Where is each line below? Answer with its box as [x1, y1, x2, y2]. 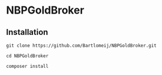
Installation [6, 27, 48, 37]
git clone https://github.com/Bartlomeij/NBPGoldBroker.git [6, 43, 157, 48]
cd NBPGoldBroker [6, 53, 49, 59]
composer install [6, 63, 49, 69]
